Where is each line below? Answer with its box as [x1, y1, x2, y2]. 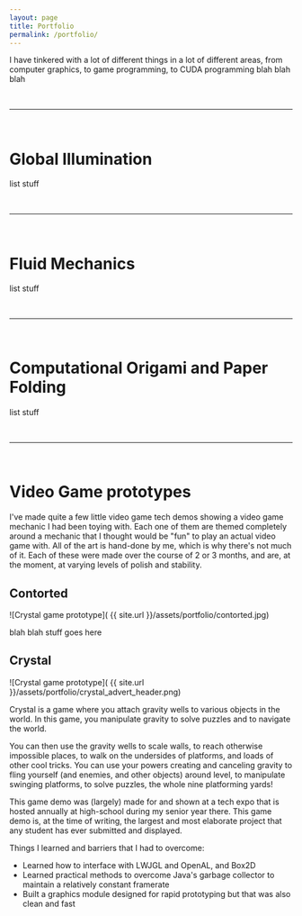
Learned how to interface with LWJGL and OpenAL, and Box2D [22, 859, 256, 870]
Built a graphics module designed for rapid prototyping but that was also [22, 888, 291, 899]
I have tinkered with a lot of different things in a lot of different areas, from [9, 55, 283, 66]
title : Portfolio [9, 22, 75, 31]
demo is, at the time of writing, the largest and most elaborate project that [9, 815, 282, 826]
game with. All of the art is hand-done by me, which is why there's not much [9, 540, 292, 551]
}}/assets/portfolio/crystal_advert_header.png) [9, 686, 182, 697]
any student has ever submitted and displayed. [9, 825, 182, 836]
